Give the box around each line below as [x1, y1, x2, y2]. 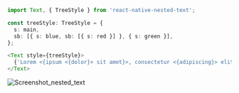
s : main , [14, 26, 40, 33]
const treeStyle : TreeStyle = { [7, 19, 103, 26]
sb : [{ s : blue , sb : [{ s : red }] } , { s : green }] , [14, 33, 174, 40]
